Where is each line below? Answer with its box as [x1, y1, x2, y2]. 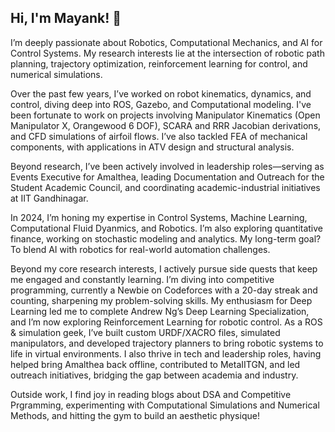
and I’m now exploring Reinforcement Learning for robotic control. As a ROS [10, 316, 323, 328]
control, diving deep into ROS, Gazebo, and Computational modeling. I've [10, 98, 312, 110]
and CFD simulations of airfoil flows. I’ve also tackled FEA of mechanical [10, 130, 308, 142]
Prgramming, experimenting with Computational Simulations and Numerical [10, 399, 320, 411]
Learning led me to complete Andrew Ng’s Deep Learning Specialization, [10, 305, 310, 317]
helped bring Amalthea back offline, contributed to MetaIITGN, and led [10, 358, 301, 370]
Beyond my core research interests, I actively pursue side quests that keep [10, 262, 318, 275]
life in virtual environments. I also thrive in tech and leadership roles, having [10, 347, 322, 360]
